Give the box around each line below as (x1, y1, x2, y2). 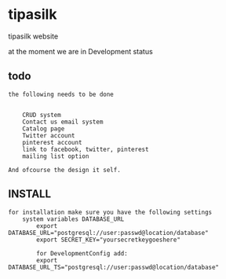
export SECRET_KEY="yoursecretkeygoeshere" (36, 236, 180, 244)
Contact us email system (22, 118, 104, 126)
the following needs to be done (8, 90, 114, 98)
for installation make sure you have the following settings (8, 208, 213, 216)
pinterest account (22, 138, 82, 146)
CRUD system (22, 111, 61, 119)
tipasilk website (8, 31, 59, 41)
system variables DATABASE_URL (22, 215, 125, 223)
